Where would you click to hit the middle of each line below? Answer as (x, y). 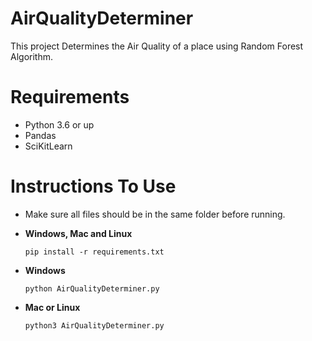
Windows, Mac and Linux (78, 233)
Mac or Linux (52, 307)
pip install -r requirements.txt (94, 252)
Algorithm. (31, 56)
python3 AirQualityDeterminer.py (94, 325)
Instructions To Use (93, 186)
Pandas (40, 135)
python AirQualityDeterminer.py (92, 288)
